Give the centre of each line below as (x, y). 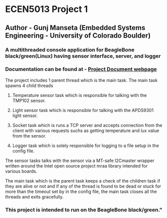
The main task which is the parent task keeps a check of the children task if (83, 180)
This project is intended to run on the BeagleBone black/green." (84, 209)
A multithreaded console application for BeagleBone (70, 49)
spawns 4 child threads (29, 85)
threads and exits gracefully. (34, 196)
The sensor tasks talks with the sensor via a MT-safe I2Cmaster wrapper (80, 160)
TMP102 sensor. (29, 100)
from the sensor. (29, 135)
